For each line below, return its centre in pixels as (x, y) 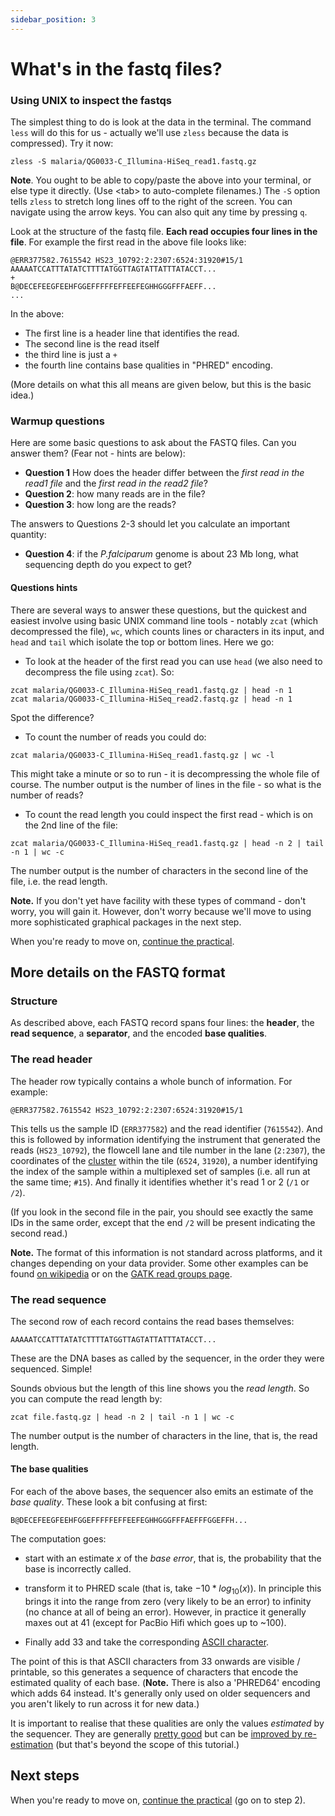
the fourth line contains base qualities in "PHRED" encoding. (148, 365)
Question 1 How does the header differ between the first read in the (164, 473)
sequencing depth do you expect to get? (108, 565)
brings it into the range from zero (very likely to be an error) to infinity (168, 1601)
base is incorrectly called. (78, 1569)
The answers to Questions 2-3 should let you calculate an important (150, 524)
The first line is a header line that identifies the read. (132, 333)
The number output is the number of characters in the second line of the (159, 870)
